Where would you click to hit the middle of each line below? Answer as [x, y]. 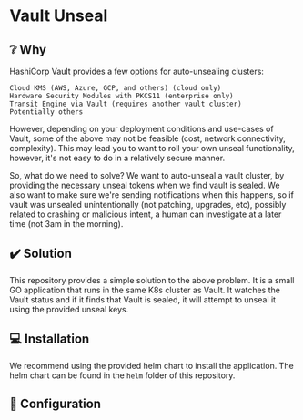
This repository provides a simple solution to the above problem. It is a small [152, 280]
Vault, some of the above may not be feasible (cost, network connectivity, [148, 138]
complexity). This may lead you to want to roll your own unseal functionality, [152, 148]
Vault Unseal [59, 16]
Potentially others [46, 112]
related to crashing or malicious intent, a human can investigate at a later [146, 214]
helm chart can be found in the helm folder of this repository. [122, 375]
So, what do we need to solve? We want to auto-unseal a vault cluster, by [147, 175]
